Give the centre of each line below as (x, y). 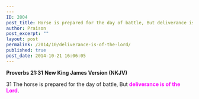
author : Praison (26, 28)
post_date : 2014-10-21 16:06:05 (46, 56)
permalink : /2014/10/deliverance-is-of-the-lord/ (69, 45)
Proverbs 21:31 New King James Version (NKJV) (67, 72)
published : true (26, 50)
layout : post (22, 39)
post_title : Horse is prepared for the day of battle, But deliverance (96, 23)
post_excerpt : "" (28, 34)
